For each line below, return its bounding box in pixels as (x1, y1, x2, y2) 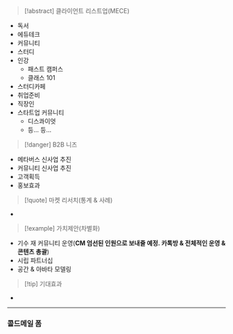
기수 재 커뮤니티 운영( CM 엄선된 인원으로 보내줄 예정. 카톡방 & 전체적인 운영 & (17, 239, 226, 247)
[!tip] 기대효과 (24, 280, 62, 287)
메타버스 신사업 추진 (17, 156, 71, 163)
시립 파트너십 (17, 256, 53, 265)
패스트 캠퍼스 (27, 65, 64, 73)
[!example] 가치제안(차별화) (24, 224, 101, 232)
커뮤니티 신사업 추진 (17, 164, 71, 172)
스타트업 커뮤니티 (17, 108, 64, 117)
